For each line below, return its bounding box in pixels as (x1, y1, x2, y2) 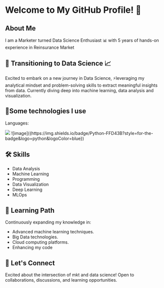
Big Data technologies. (12, 234, 58, 240)
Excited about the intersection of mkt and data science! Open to (5, 272, 134, 278)
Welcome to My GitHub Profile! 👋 (5, 4, 141, 16)
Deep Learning (12, 187, 43, 192)
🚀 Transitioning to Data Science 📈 (5, 59, 111, 68)
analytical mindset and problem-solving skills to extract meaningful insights (5, 82, 158, 88)
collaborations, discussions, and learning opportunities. (5, 277, 117, 283)
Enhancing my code (12, 245, 53, 251)
